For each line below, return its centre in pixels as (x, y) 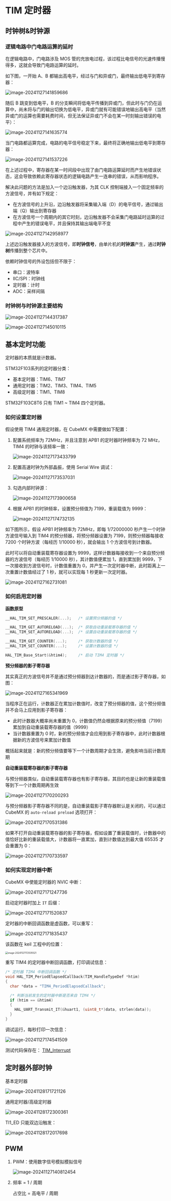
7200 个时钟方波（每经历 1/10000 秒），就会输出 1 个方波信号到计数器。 (80, 542)
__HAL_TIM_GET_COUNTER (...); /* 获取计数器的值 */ (62, 641)
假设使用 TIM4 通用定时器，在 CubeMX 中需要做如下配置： (67, 429)
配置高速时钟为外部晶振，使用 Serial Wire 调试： (63, 467)
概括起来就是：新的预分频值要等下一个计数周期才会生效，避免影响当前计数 (83, 750)
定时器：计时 (26, 285)
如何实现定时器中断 (29, 870)
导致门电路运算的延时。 (56, 65)
